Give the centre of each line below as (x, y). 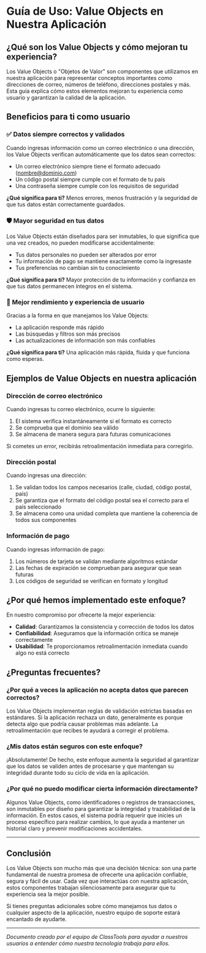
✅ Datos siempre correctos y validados (66, 135)
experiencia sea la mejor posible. (48, 894)
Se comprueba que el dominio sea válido (67, 427)
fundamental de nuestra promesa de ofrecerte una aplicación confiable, (97, 875)
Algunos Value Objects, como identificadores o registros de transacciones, (101, 802)
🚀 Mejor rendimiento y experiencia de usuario (75, 302)
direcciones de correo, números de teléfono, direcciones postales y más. (99, 85)
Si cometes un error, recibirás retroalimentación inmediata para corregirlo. (100, 446)
